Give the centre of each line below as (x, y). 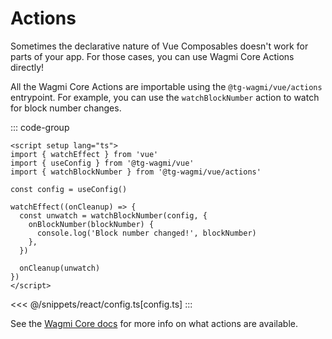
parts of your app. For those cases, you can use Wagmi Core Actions (152, 56)
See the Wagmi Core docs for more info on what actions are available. (154, 323)
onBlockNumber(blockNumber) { (91, 224)
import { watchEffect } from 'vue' (84, 154)
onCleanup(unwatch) (60, 268)
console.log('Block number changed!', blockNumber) (146, 233)
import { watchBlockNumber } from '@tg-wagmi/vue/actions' (136, 172)
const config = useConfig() (69, 189)
